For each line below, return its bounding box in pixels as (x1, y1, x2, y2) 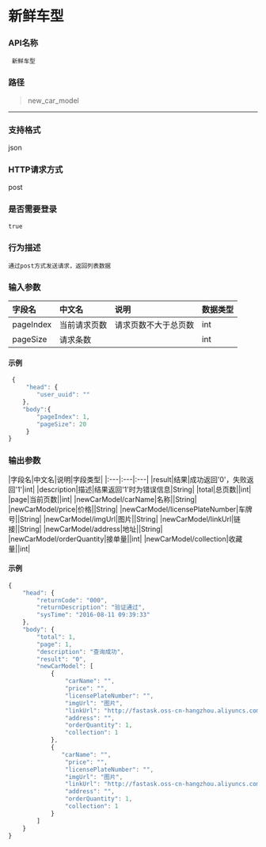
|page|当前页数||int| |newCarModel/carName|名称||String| (8, 494, 198, 503)
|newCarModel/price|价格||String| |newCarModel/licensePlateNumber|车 (8, 504, 246, 514)
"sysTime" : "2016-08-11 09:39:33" (36, 611, 150, 619)
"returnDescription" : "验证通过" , (36, 603, 146, 612)
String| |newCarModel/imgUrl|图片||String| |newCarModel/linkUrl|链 (19, 514, 241, 523)
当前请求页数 (59, 320, 108, 331)
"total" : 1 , (36, 632, 77, 641)
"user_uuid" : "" (36, 391, 90, 399)
